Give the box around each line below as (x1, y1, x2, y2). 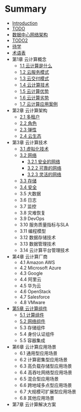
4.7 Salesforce (19, 294, 50, 300)
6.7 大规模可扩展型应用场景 (19, 388, 76, 395)
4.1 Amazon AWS (19, 259, 55, 265)
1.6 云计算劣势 (19, 94, 49, 100)
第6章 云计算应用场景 (12, 343, 57, 350)
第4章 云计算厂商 (12, 253, 48, 259)
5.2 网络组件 (19, 318, 46, 324)
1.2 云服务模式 (19, 69, 49, 75)
